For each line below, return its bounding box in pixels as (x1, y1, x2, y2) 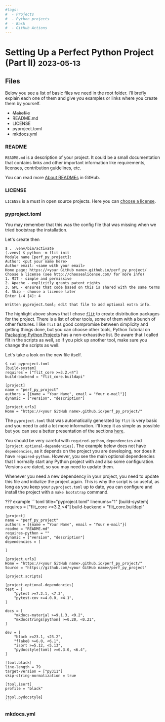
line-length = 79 (5, 665, 41, 670)
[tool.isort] (5, 682, 32, 687)
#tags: (5, 7, 19, 12)
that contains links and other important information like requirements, (5, 160, 146, 166)
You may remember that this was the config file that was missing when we (5, 222, 157, 228)
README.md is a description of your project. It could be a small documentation (5, 154, 160, 160)
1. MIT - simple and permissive (5, 276, 72, 281)
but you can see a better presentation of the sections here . (5, 428, 125, 434)
